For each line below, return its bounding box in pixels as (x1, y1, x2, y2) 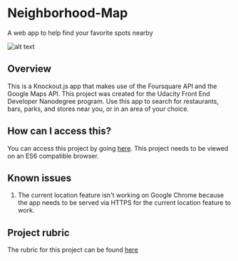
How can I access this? (7, 125, 112, 137)
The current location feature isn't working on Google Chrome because (17, 191, 224, 200)
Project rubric (7, 226, 70, 239)
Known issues (7, 172, 72, 184)
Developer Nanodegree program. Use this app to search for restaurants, (7, 97, 219, 105)
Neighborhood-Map (7, 5, 128, 21)
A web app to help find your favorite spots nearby (7, 28, 153, 37)
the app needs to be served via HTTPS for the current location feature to (17, 198, 232, 207)
